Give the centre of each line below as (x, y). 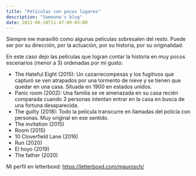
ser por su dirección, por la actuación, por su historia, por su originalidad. (95, 45)
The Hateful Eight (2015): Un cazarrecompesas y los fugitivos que (94, 75)
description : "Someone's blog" (44, 17)
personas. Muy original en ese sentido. (62, 118)
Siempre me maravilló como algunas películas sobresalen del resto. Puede (96, 39)
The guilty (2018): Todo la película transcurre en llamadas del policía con (102, 111)
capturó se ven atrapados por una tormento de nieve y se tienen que (97, 80)
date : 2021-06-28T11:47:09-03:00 (47, 22)
